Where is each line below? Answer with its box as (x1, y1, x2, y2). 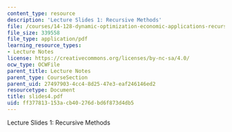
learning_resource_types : (7, 42, 81, 49)
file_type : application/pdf (7, 36, 88, 43)
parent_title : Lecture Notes (7, 67, 91, 74)
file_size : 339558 (7, 29, 60, 36)
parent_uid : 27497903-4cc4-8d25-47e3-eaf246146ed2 (7, 80, 156, 87)
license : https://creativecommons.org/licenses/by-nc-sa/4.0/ (7, 55, 190, 62)
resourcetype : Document (7, 87, 76, 93)
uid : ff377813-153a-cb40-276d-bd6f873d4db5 (7, 100, 135, 107)
